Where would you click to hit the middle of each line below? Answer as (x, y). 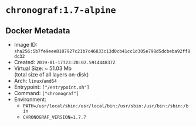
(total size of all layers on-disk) (51, 74)
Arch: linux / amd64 (35, 81)
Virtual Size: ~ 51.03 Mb (43, 68)
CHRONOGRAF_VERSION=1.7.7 (54, 117)
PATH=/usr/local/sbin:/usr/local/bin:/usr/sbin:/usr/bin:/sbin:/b (106, 106)
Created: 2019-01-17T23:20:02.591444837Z (65, 62)
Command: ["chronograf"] (46, 93)
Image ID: (26, 45)
